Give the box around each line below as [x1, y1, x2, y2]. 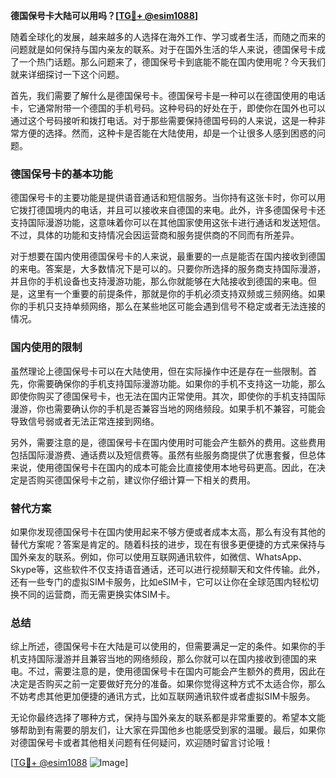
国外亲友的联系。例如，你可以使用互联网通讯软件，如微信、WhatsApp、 [10, 550, 308, 563]
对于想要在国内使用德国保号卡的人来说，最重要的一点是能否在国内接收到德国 [10, 250, 326, 263]
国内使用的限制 [10, 340, 83, 354]
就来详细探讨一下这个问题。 [10, 69, 125, 80]
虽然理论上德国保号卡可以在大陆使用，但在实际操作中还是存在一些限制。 [10, 365, 308, 377]
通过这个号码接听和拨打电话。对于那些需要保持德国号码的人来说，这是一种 [10, 115, 317, 126]
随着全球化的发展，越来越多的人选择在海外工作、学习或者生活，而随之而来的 [10, 31, 326, 43]
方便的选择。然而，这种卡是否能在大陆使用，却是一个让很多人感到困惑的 [18, 127, 317, 139]
